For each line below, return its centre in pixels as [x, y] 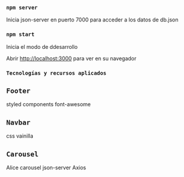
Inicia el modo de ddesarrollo [42, 46]
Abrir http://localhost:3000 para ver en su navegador [71, 58]
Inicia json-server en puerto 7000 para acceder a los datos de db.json [92, 20]
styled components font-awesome [48, 104]
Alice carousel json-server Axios [46, 167]
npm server [22, 7]
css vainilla [20, 136]
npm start [20, 35]
